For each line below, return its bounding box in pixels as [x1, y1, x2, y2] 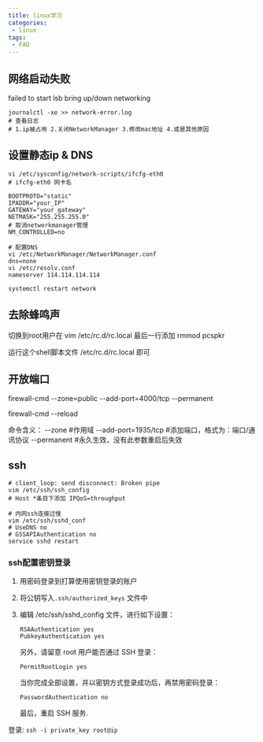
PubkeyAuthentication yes [19, 633, 105, 640]
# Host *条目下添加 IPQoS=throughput [8, 495, 126, 503]
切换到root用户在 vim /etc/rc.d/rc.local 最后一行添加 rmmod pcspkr [8, 330, 225, 339]
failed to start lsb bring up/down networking [8, 93, 151, 102]
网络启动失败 [8, 72, 71, 85]
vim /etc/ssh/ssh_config [8, 486, 90, 495]
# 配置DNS [8, 243, 38, 251]
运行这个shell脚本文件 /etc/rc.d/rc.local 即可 [8, 347, 151, 357]
